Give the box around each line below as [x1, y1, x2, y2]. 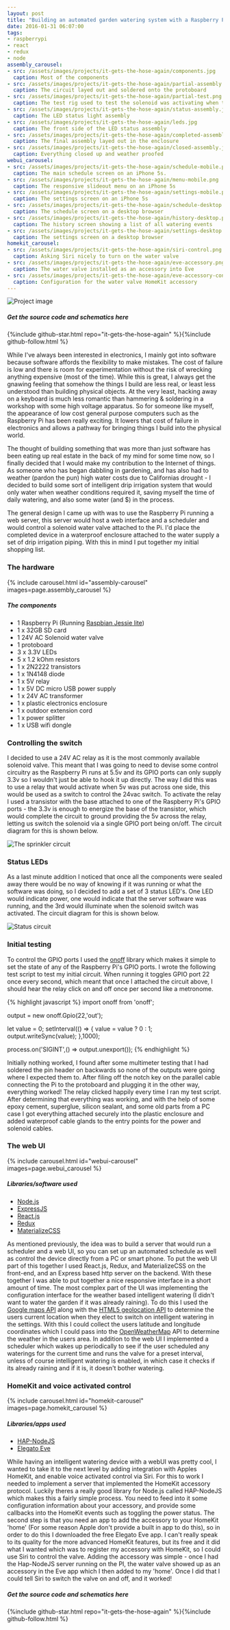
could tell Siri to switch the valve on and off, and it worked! [7, 1574, 172, 1583]
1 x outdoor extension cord [16, 706, 92, 715]
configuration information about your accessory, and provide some [7, 1501, 196, 1510]
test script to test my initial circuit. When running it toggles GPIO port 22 [7, 970, 210, 978]
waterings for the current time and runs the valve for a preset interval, [7, 1349, 204, 1357]
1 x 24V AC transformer [16, 691, 84, 700]
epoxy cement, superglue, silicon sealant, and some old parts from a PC [7, 1102, 210, 1110]
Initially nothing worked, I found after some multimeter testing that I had [7, 1058, 209, 1067]
